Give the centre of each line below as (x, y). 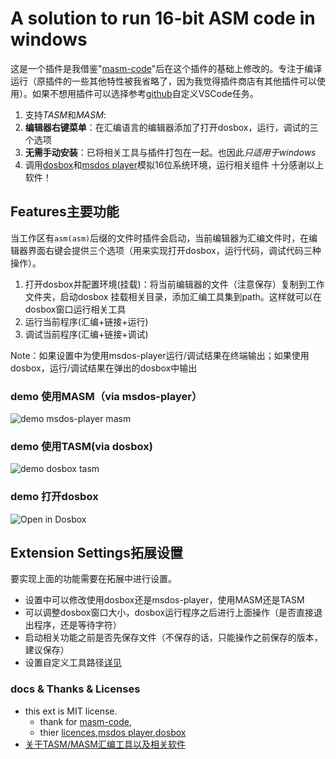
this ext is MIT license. (71, 711)
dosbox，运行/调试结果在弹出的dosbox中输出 (104, 368)
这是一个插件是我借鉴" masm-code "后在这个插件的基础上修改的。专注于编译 (166, 68)
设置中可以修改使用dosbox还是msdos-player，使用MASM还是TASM (164, 600)
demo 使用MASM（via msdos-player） (106, 396)
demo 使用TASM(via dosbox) (81, 446)
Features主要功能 (65, 212)
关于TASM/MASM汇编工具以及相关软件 (105, 744)
